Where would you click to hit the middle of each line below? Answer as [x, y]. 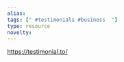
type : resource [29, 26]
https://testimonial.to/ [37, 52]
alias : [16, 13]
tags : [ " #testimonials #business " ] [62, 20]
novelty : [20, 32]
